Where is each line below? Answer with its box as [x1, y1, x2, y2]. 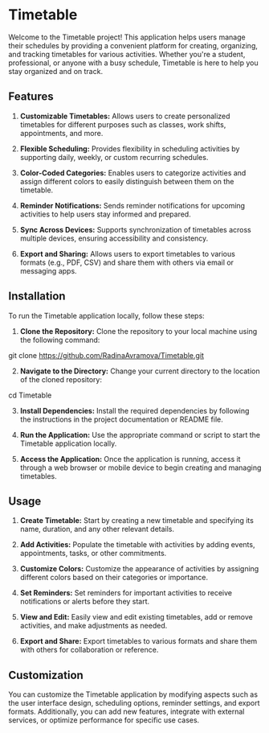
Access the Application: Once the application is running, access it [19, 454, 241, 463]
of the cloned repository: [19, 374, 103, 384]
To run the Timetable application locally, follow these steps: [8, 311, 205, 320]
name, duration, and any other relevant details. [19, 525, 175, 534]
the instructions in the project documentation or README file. [19, 414, 223, 424]
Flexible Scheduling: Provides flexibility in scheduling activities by [19, 143, 240, 154]
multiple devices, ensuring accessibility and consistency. [19, 233, 209, 243]
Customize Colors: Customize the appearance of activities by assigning [19, 564, 259, 574]
